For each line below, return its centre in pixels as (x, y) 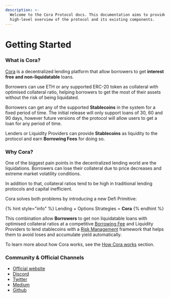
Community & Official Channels (45, 258)
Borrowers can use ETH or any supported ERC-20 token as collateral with (82, 86)
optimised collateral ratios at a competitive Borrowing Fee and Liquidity (79, 224)
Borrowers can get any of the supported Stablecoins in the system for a (80, 107)
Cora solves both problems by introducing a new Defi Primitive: (71, 199)
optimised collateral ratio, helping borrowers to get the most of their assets (83, 92)
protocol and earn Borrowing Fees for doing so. (55, 139)
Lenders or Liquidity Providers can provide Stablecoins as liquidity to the (81, 133)
